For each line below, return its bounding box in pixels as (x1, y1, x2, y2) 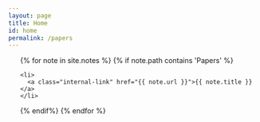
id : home (8, 26, 37, 34)
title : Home (8, 19, 48, 27)
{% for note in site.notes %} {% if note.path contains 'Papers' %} (19, 56, 234, 65)
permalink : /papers (8, 33, 73, 42)
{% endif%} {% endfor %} (19, 106, 106, 116)
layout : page (8, 11, 52, 20)
